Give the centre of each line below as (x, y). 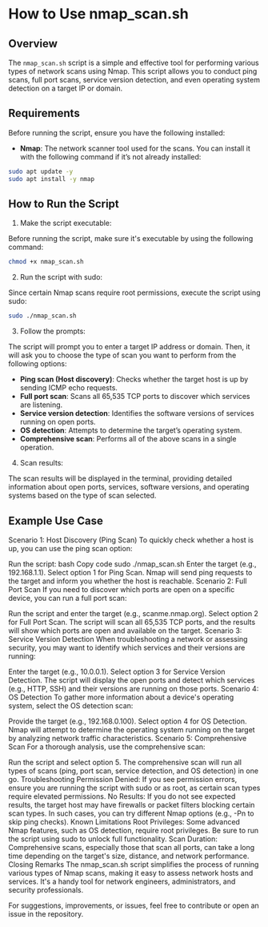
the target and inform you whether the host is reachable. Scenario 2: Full (128, 581)
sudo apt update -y (41, 171)
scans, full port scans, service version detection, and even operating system (134, 80)
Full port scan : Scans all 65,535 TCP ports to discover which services (135, 397)
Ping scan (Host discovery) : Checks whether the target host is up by (134, 379)
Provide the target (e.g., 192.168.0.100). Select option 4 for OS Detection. (128, 721)
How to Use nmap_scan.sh (99, 14)
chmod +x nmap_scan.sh (46, 262)
